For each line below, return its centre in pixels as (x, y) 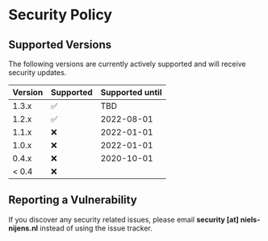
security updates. (38, 73)
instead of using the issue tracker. (96, 228)
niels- (250, 219)
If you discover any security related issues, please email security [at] (124, 219)
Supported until (131, 92)
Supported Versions (60, 45)
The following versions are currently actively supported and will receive (127, 64)
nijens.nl (23, 228)
